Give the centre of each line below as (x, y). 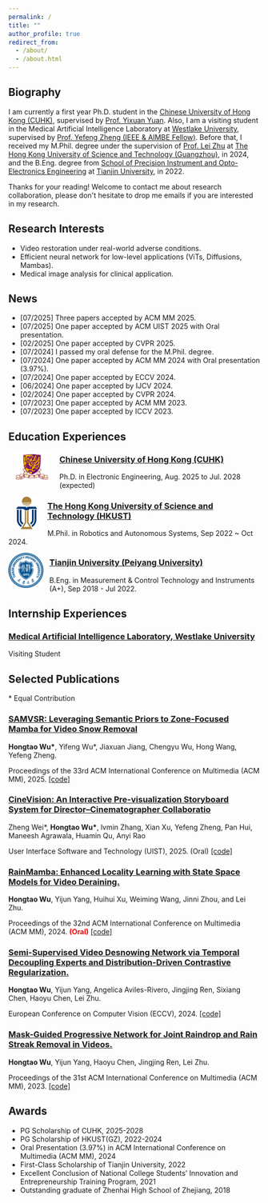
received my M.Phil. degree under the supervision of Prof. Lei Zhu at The (128, 146)
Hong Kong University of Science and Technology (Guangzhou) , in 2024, (129, 154)
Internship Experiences (68, 614)
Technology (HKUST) (90, 516)
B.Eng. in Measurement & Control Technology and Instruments (152, 580)
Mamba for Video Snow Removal (73, 729)
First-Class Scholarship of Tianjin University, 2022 (103, 1165)
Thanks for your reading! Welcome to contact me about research (115, 186)
